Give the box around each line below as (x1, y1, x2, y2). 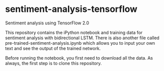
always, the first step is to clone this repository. (5, 60, 102, 66)
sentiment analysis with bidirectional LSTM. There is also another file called (5, 35, 160, 41)
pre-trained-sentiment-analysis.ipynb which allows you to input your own (5, 40, 156, 46)
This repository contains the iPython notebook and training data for (5, 29, 143, 35)
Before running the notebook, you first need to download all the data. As (5, 55, 153, 61)
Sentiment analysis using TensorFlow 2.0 (5, 20, 89, 26)
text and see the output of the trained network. (5, 45, 101, 51)
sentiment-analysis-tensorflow (5, 3, 138, 15)
